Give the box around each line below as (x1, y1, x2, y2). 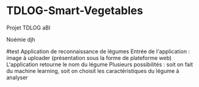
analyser (6, 74, 29, 81)
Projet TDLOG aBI (6, 24, 51, 31)
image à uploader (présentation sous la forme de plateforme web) (6, 54, 172, 61)
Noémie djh (6, 36, 35, 43)
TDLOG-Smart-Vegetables (6, 4, 143, 18)
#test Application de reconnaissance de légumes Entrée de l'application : (6, 47, 190, 55)
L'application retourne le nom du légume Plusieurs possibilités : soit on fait (6, 61, 194, 68)
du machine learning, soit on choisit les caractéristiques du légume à (6, 67, 179, 74)
